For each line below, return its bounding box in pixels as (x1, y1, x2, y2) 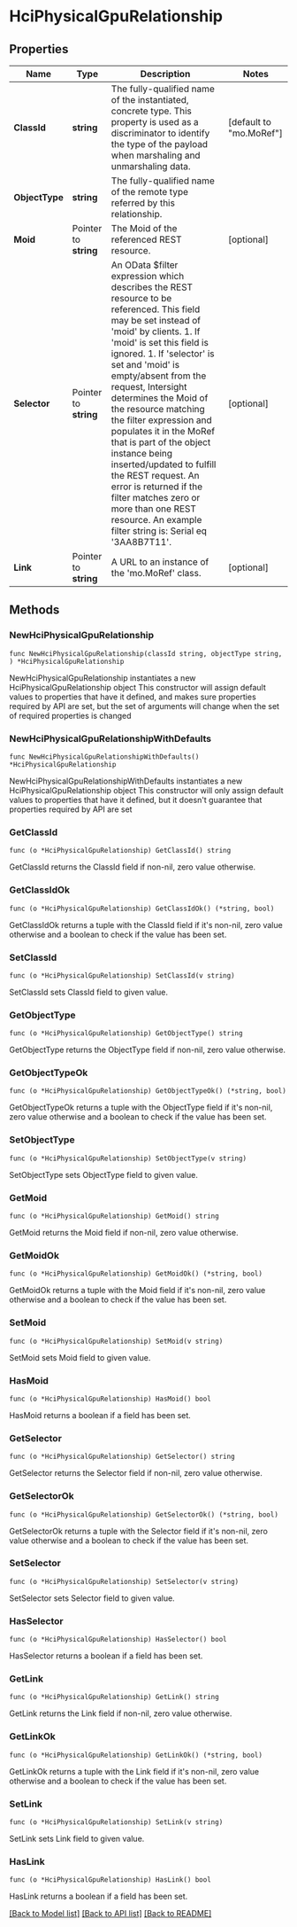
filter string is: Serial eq (110, 525, 208, 537)
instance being (110, 448, 173, 459)
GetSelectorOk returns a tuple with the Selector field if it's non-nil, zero (9, 1525, 268, 1536)
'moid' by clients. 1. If (110, 325, 201, 338)
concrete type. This (110, 105, 193, 117)
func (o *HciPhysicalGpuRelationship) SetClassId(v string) (9, 971, 236, 980)
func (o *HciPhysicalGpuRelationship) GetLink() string (9, 1693, 219, 1702)
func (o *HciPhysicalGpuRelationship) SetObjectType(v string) (9, 1154, 247, 1163)
